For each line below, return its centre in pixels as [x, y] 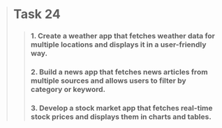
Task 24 [37, 14]
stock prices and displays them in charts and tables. [121, 116]
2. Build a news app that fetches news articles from [119, 72]
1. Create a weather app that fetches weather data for [123, 36]
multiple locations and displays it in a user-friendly [118, 45]
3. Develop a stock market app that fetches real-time [122, 108]
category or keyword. [68, 90]
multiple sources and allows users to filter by [108, 81]
